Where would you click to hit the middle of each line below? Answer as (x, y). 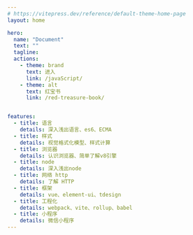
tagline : (26, 52)
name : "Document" (39, 39)
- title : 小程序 (36, 214)
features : (22, 117)
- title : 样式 (33, 136)
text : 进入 (41, 72)
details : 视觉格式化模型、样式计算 (65, 143)
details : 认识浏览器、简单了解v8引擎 (69, 156)
